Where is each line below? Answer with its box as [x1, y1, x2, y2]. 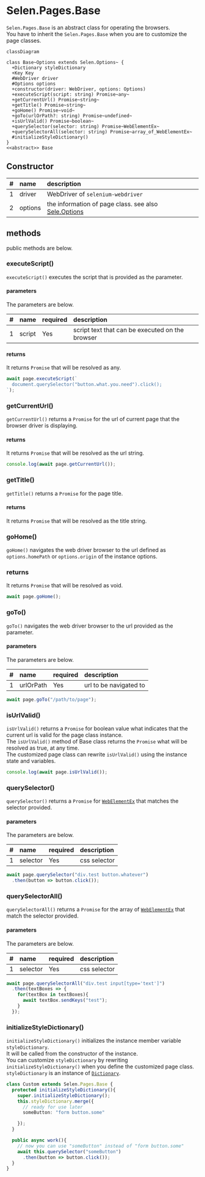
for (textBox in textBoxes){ [17, 991, 88, 998]
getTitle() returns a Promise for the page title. [6, 490, 123, 497]
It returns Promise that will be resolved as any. [6, 364, 121, 371]
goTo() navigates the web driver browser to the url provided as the [6, 622, 173, 629]
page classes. [6, 37, 41, 44]
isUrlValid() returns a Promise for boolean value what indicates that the [6, 725, 188, 732]
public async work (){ [12, 1137, 67, 1143]
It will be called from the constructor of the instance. [6, 1050, 138, 1057]
